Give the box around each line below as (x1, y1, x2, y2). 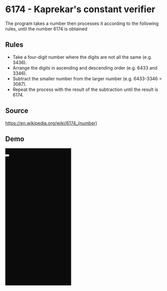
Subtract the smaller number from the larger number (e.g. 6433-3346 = (12, 75, 162, 82)
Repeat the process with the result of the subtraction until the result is (12, 86, 158, 92)
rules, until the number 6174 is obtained (5, 25, 88, 31)
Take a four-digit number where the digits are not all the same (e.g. (12, 54, 152, 60)
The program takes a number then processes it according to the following (5, 20, 159, 26)
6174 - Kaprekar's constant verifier (5, 4, 155, 15)
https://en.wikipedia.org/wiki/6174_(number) (5, 120, 98, 126)
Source (5, 107, 29, 115)
